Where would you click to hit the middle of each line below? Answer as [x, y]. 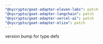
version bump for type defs [32, 36]
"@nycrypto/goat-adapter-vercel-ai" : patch [50, 18]
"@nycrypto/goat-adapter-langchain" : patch [50, 14]
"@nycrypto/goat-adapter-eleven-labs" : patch [51, 9]
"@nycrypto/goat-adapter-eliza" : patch [45, 23]
